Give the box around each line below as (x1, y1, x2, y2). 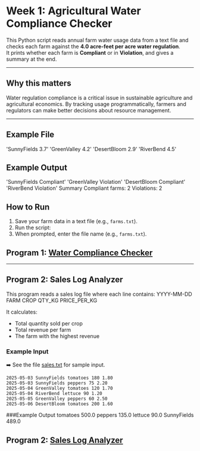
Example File (6, 130, 55, 140)
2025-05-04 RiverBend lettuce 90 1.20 (6, 391, 102, 397)
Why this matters (6, 79, 71, 89)
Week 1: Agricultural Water (6, 4, 141, 18)
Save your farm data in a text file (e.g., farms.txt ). (14, 218, 138, 225)
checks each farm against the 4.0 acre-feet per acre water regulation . (6, 43, 180, 50)
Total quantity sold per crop (14, 320, 83, 327)
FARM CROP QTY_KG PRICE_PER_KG (6, 296, 98, 304)
